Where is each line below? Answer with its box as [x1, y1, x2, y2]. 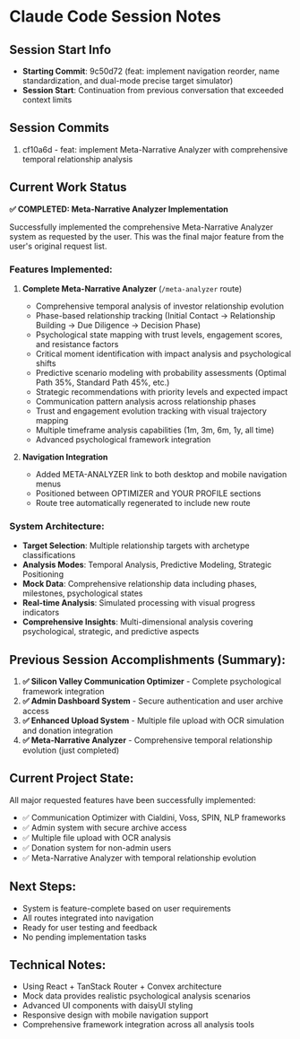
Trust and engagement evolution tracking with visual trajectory [35, 406, 267, 416]
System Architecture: [9, 519, 105, 532]
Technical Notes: [9, 957, 107, 973]
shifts [35, 357, 56, 369]
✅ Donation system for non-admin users [21, 842, 172, 853]
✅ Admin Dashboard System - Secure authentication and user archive [21, 695, 284, 706]
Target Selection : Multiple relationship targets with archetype [21, 540, 251, 551]
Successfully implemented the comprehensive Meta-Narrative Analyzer [9, 222, 274, 232]
